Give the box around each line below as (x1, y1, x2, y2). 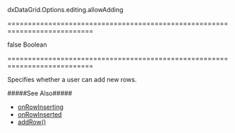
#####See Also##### (7, 89, 73, 97)
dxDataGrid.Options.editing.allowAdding (7, 6, 123, 13)
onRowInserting (17, 103, 64, 111)
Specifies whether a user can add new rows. (7, 76, 137, 83)
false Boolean (7, 40, 47, 49)
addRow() (17, 118, 47, 126)
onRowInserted (17, 110, 62, 118)
